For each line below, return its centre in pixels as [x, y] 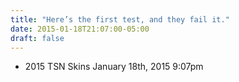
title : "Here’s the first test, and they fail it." [120, 19]
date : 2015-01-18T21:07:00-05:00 [80, 29]
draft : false [37, 38]
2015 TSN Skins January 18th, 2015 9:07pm [114, 67]
